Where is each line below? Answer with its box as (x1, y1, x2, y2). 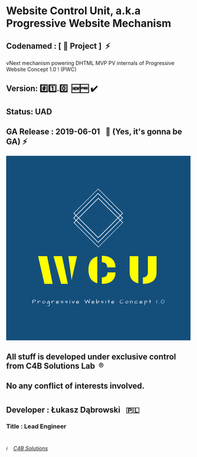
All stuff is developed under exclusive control (6, 351, 176, 361)
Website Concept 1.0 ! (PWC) (6, 66, 77, 73)
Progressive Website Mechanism (6, 17, 172, 30)
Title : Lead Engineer (6, 422, 67, 430)
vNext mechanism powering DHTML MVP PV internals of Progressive (6, 60, 175, 66)
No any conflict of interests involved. (6, 381, 145, 391)
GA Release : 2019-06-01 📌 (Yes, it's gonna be (6, 127, 182, 137)
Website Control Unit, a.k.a (6, 4, 141, 18)
